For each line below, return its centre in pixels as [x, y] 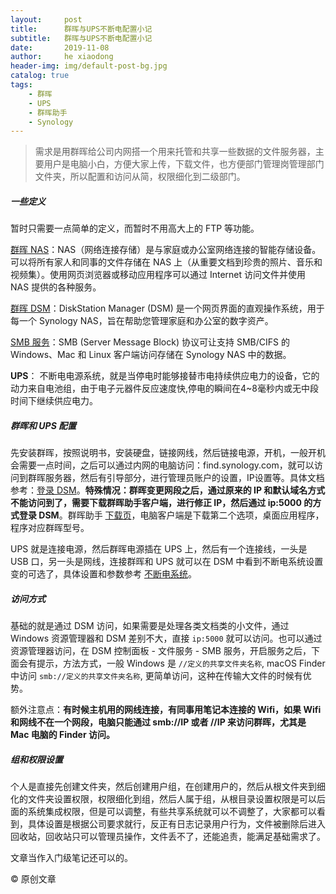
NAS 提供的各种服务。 [56, 287]
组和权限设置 [36, 759]
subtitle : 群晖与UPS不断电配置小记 [81, 38]
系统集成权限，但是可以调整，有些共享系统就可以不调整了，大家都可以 [172, 812]
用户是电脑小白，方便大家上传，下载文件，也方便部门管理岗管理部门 [184, 164]
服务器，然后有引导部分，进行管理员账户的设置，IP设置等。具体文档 [184, 478]
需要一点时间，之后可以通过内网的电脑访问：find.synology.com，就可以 [166, 465]
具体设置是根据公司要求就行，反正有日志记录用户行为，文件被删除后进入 [176, 824]
